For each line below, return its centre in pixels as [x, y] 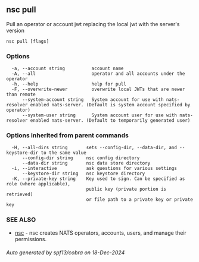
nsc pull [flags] [28, 41]
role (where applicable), [38, 184]
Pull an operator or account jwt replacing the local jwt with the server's [93, 24]
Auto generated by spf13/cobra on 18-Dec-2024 [66, 252]
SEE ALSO [21, 220]
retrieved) [20, 195]
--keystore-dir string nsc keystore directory [83, 174]
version [15, 30]
